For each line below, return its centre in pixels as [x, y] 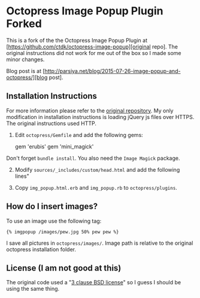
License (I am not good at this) [64, 268]
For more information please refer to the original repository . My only [90, 110]
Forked [24, 24]
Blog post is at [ [25, 71]
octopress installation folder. [41, 249]
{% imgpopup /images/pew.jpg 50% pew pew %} [63, 232]
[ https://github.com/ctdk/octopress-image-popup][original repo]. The [92, 47]
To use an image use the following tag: [54, 221]
